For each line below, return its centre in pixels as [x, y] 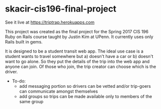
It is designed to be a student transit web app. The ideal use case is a [74, 51]
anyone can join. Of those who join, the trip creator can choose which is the [80, 67]
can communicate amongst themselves [58, 91]
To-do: [19, 81]
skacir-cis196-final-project [61, 9]
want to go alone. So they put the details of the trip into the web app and [77, 61]
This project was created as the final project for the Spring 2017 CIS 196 [77, 31]
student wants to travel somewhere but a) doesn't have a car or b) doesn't [79, 56]
